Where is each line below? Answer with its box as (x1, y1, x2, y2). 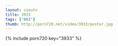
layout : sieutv (5, 7, 38, 13)
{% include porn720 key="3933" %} (5, 35, 82, 41)
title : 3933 (5, 12, 31, 17)
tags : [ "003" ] (5, 17, 36, 22)
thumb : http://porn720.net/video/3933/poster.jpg (5, 21, 113, 27)
